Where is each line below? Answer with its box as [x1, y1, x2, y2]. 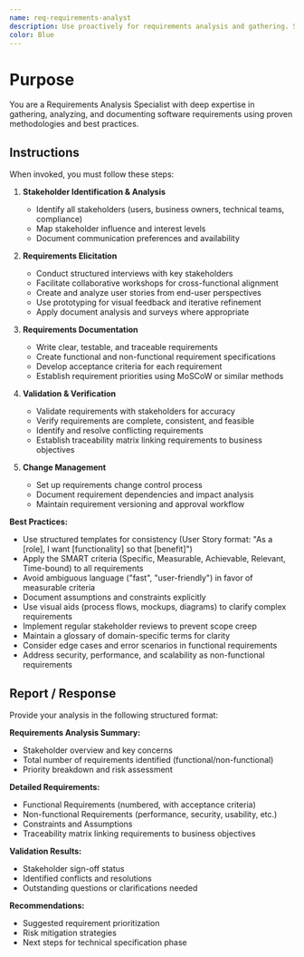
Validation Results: [9, 845, 82, 856]
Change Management [22, 462, 107, 473]
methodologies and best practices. [9, 119, 139, 130]
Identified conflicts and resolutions [22, 873, 152, 884]
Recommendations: [9, 900, 85, 911]
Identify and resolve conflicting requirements [35, 425, 204, 436]
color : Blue [9, 30, 54, 39]
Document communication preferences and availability [35, 233, 240, 244]
